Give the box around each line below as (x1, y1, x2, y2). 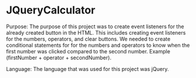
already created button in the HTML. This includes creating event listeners (6, 29, 186, 36)
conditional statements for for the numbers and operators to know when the (6, 42, 190, 49)
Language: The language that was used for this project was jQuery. (6, 65, 170, 72)
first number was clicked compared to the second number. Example (6, 48, 171, 55)
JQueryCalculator (6, 4, 95, 17)
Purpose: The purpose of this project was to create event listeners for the (6, 23, 184, 30)
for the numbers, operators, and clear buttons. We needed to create (6, 35, 171, 42)
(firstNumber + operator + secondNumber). (6, 54, 112, 61)
